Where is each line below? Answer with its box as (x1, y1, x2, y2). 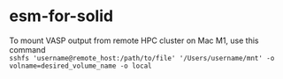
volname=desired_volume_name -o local (9, 61, 152, 70)
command (9, 44, 46, 54)
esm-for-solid (9, 6, 113, 26)
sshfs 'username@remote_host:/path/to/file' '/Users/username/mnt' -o (9, 54, 275, 62)
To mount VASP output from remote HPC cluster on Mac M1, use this (9, 35, 259, 46)
